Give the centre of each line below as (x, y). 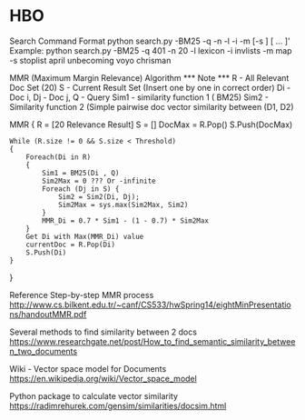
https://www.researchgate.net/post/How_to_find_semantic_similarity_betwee (152, 341)
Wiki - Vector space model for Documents (88, 368)
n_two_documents (44, 351)
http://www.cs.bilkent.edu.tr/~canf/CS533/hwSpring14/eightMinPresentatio (151, 305)
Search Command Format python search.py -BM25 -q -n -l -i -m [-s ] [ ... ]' (150, 41)
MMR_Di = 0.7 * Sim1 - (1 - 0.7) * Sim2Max (125, 220)
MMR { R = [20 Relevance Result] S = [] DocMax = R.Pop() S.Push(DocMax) (151, 125)
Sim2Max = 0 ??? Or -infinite (99, 181)
